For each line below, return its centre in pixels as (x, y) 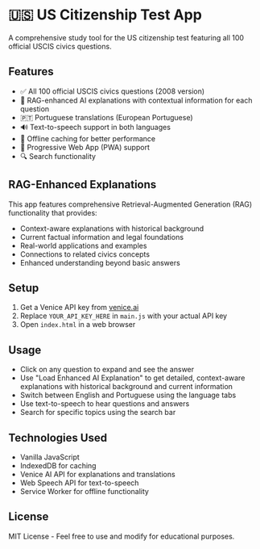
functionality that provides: (53, 212)
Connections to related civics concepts (85, 254)
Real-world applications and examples (83, 245)
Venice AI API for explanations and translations (97, 474)
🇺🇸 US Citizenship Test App (105, 15)
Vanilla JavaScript (50, 457)
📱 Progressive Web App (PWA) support (85, 147)
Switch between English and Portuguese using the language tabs (128, 395)
